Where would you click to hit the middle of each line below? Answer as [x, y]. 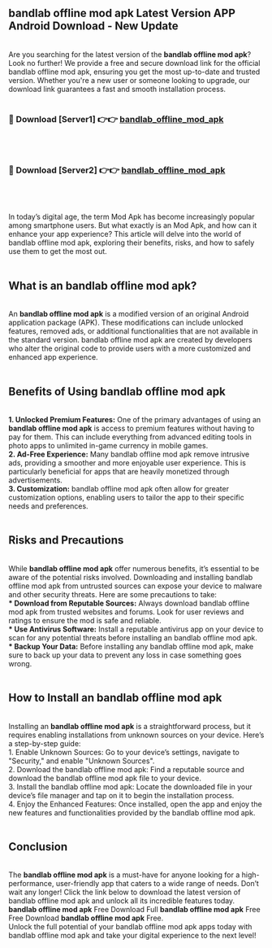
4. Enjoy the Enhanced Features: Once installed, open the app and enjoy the [135, 804]
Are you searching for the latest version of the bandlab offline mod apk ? [130, 54]
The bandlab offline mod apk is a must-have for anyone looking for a [124, 875]
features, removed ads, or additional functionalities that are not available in [133, 331]
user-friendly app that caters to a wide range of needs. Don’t [158, 884]
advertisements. [35, 480]
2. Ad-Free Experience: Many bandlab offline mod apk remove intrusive [129, 454]
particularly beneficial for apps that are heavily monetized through [119, 472]
